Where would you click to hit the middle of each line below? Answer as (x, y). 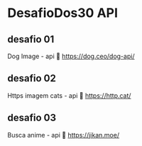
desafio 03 (32, 118)
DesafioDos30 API (63, 13)
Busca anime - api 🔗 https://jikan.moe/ (63, 135)
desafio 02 (32, 78)
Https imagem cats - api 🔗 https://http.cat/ (69, 95)
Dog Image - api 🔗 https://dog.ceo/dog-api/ (71, 56)
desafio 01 (31, 39)
